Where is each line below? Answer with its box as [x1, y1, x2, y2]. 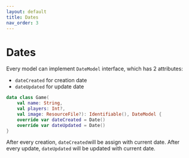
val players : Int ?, [17, 106, 66, 112]
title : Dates [6, 14, 39, 20]
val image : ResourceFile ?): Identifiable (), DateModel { [17, 111, 162, 117]
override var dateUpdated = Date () [17, 122, 106, 128]
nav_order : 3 [6, 20, 39, 26]
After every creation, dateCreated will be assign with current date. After [6, 138, 180, 146]
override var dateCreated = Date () [17, 117, 106, 123]
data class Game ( [6, 95, 50, 101]
